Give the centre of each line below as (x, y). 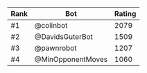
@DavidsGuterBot (64, 36)
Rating (125, 14)
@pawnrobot (55, 48)
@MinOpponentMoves (71, 59)
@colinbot (51, 25)
